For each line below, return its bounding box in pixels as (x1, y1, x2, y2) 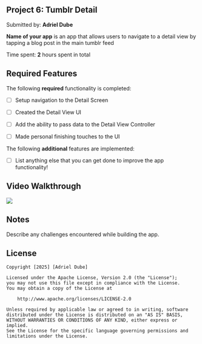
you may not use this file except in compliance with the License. (6, 280, 181, 286)
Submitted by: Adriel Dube (6, 21, 73, 28)
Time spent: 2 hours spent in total (6, 51, 91, 58)
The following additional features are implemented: (6, 145, 135, 152)
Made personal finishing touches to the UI (15, 133, 120, 140)
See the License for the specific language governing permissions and (6, 328, 189, 334)
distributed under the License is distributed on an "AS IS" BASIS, (6, 312, 183, 318)
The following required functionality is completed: (6, 84, 132, 92)
